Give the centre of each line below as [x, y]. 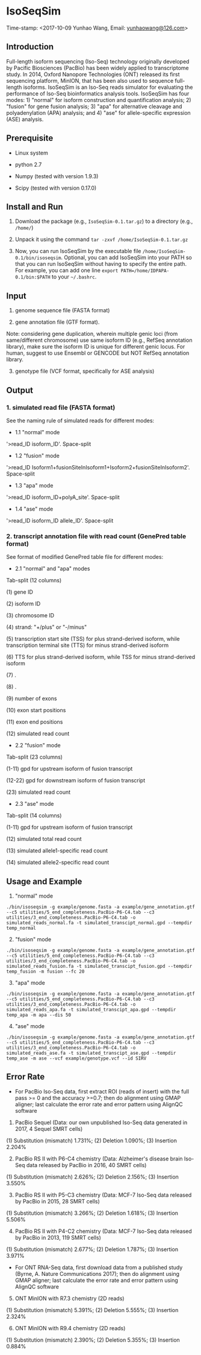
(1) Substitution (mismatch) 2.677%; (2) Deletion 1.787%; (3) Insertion [92, 1249]
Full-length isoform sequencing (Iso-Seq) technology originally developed [98, 61]
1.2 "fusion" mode [37, 455]
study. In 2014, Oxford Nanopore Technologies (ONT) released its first [93, 74]
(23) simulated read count [39, 792]
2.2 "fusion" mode [38, 745]
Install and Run [35, 207]
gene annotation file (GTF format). [57, 322]
